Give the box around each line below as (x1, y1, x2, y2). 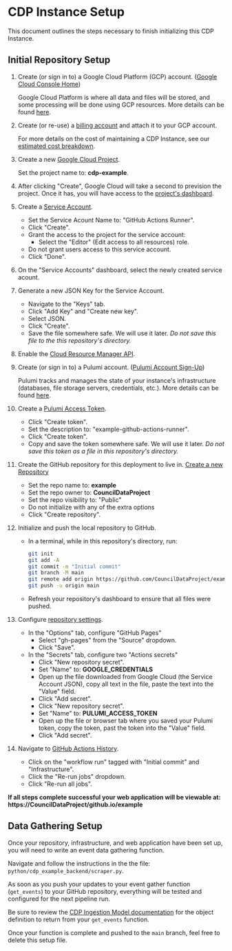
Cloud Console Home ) (17, 80, 81, 88)
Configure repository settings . (17, 616, 103, 623)
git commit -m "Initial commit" (28, 563, 121, 570)
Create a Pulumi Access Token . (17, 404, 107, 412)
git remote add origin (28, 576, 94, 583)
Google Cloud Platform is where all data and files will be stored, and (17, 93, 211, 101)
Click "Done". (28, 252, 66, 260)
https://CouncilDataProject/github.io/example (8, 800, 143, 808)
